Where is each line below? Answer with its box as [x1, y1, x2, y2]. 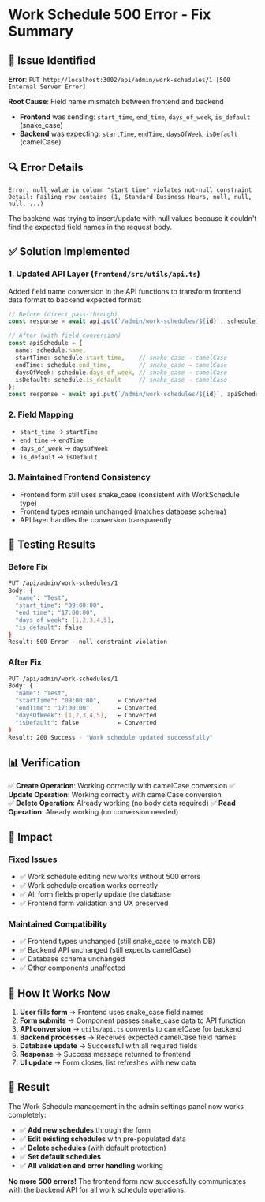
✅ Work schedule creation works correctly [19, 880, 159, 889]
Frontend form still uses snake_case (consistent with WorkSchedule [19, 489, 241, 499]
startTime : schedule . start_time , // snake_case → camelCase [15, 354, 227, 361]
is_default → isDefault [19, 452, 99, 462]
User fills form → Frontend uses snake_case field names [19, 1008, 204, 1017]
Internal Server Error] [8, 83, 87, 91]
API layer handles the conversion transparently [19, 515, 172, 524]
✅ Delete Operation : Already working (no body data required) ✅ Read [8, 799, 236, 808]
